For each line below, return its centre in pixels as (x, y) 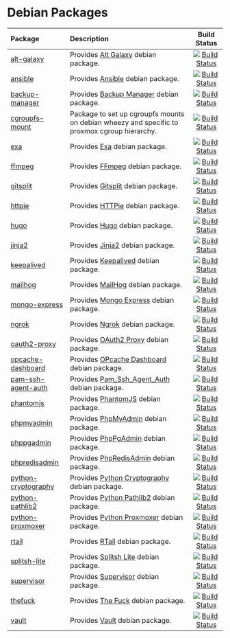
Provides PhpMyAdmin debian (118, 418)
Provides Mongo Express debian (122, 300)
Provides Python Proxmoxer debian (126, 517)
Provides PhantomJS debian (115, 398)
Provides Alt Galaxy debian (113, 54)
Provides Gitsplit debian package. (124, 185)
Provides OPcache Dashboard (118, 359)
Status (206, 43)
